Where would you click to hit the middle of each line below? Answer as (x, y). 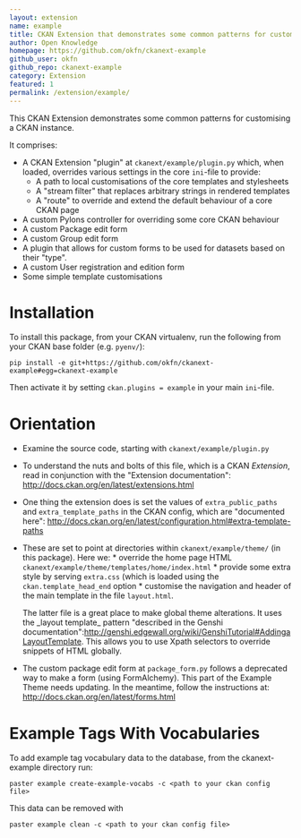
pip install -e (38, 363)
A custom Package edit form (75, 228)
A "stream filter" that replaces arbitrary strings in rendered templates (163, 191)
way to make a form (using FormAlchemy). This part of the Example (147, 678)
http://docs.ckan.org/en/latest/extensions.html (108, 485)
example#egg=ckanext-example (64, 371)
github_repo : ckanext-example (66, 68)
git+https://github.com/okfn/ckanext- (142, 363)
